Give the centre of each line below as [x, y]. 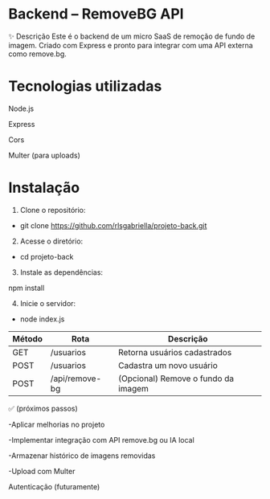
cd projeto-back [47, 256]
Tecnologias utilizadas [85, 86]
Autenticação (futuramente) [54, 486]
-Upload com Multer [42, 471]
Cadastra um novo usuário [168, 365]
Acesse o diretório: [51, 241]
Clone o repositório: [53, 210]
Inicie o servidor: [48, 303]
